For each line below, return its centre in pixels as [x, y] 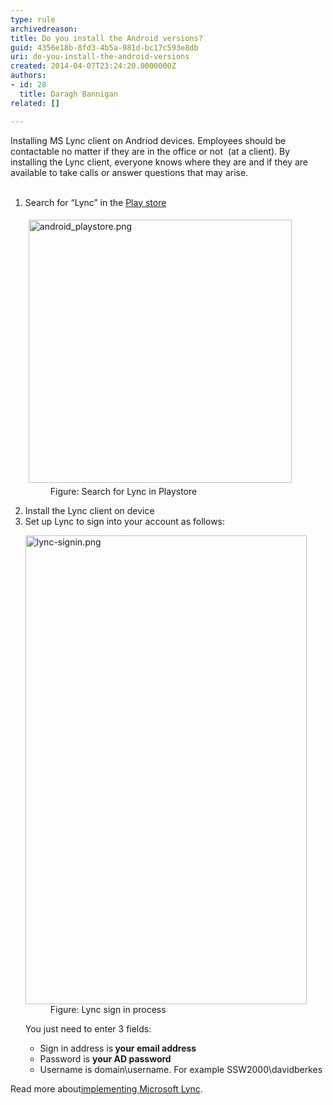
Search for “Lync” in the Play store [95, 202]
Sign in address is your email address [118, 1048]
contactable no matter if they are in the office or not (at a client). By [150, 151]
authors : [28, 76]
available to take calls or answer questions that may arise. [129, 172]
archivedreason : [44, 29]
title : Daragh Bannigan [68, 94]
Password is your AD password [105, 1058]
